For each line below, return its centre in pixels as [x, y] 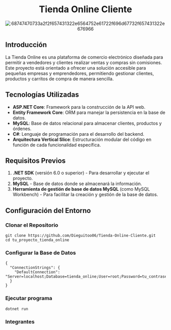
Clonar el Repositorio [32, 225]
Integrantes [20, 321]
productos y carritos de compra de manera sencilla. [60, 79]
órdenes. [22, 129]
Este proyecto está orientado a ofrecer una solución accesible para [76, 68]
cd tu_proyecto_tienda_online [37, 240]
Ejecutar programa [29, 298]
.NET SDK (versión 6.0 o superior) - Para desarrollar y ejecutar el [81, 173]
